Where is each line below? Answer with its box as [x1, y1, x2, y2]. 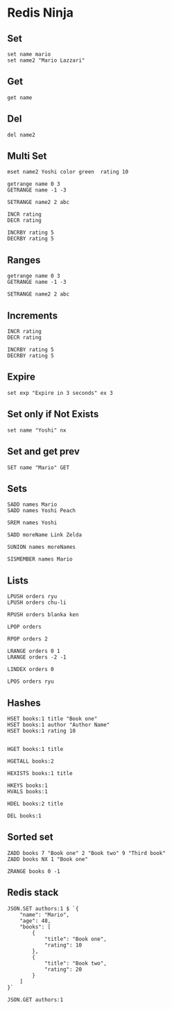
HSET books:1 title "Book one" [7, 715, 98, 722]
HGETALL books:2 [7, 758, 54, 765]
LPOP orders [7, 623, 42, 631]
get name [7, 94, 33, 101]
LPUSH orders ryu [7, 593, 58, 600]
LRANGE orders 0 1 [7, 647, 60, 655]
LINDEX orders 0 [7, 666, 54, 673]
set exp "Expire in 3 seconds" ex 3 [7, 389, 113, 396]
